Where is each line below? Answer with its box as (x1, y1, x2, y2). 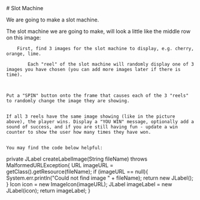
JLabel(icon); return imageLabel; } (6, 187, 91, 194)
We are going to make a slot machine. (6, 16, 99, 23)
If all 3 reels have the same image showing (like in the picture (6, 113, 175, 119)
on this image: (6, 34, 41, 41)
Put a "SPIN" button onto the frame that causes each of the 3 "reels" (6, 93, 189, 99)
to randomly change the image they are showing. (6, 98, 130, 104)
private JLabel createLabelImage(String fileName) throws (6, 155, 148, 162)
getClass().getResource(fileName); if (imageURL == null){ (6, 168, 149, 175)
